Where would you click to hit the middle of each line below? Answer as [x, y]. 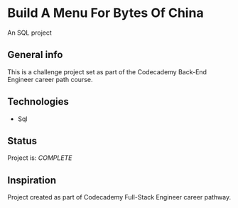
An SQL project [29, 33]
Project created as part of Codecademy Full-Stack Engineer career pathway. [119, 197]
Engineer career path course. [50, 79]
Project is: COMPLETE [40, 158]
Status [22, 140]
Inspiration [32, 180]
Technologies [38, 102]
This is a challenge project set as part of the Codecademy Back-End [107, 71]
